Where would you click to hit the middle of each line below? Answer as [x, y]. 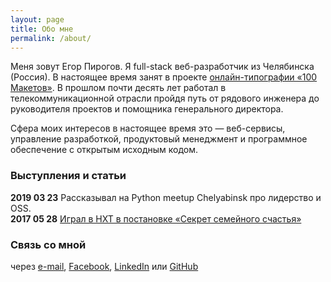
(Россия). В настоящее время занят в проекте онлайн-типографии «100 [164, 77]
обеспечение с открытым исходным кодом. [104, 150]
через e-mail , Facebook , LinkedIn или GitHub [104, 266]
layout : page [37, 19]
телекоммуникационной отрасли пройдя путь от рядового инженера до [165, 98]
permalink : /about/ [51, 38]
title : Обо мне [42, 29]
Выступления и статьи [68, 176]
